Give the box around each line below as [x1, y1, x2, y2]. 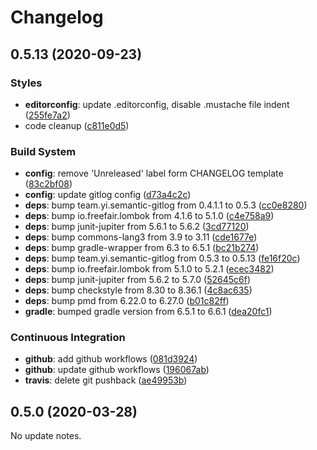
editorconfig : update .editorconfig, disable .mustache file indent [24, 98, 290, 110]
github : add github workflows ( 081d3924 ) [24, 353, 198, 365]
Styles [10, 76, 43, 90]
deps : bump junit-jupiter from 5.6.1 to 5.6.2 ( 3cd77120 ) [24, 221, 250, 233]
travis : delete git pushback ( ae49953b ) [24, 374, 188, 386]
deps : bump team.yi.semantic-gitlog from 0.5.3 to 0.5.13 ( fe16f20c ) [24, 252, 301, 265]
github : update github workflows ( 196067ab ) [24, 364, 210, 376]
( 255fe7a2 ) [24, 109, 71, 121]
